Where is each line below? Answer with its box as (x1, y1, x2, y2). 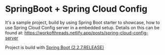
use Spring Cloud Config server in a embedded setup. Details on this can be (5, 24, 160, 30)
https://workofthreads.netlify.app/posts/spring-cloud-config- (24, 30, 149, 36)
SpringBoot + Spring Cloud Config (5, 3, 148, 15)
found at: (5, 30, 24, 36)
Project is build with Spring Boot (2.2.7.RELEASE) (5, 44, 104, 50)
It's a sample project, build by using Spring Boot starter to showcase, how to (5, 19, 160, 25)
